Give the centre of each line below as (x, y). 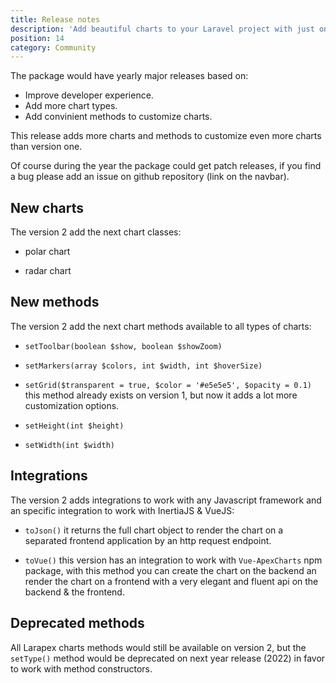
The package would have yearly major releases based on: (129, 76)
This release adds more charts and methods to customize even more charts (166, 136)
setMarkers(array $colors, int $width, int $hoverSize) (143, 366)
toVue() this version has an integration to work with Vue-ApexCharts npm (173, 560)
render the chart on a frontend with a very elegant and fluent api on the (171, 581)
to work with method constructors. (81, 668)
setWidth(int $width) (69, 445)
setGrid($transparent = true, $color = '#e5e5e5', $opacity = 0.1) (168, 385)
